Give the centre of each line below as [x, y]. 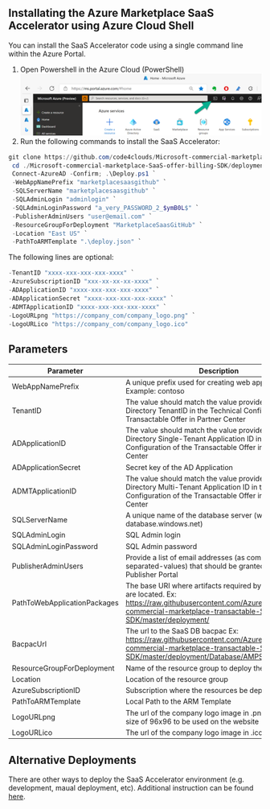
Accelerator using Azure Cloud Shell [101, 26]
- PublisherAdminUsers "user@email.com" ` [82, 217]
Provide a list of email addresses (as [185, 557]
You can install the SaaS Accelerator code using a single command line [126, 45]
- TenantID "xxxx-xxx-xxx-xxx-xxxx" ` [72, 273]
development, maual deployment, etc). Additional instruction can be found [131, 788]
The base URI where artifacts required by [194, 586]
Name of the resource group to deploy [189, 668]
